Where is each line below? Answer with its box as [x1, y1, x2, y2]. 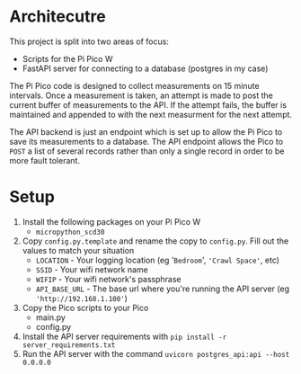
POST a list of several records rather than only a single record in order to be [9, 146, 285, 156]
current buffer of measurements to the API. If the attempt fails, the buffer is [9, 99, 288, 110]
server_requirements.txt [22, 340, 116, 350]
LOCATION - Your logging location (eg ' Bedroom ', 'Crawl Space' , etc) [35, 254, 280, 265]
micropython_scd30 [35, 227, 105, 236]
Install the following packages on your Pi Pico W [22, 216, 201, 227]
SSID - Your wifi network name [35, 263, 148, 275]
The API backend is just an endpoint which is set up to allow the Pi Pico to [9, 126, 283, 137]
